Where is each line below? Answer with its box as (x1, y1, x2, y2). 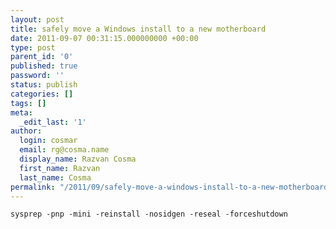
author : (10, 126, 43, 136)
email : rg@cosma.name (19, 145, 110, 155)
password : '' (10, 71, 65, 81)
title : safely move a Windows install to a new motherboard (10, 24, 267, 34)
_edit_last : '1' (19, 117, 87, 127)
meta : (10, 107, 33, 118)
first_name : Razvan (19, 163, 101, 173)
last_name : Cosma (19, 172, 92, 183)
